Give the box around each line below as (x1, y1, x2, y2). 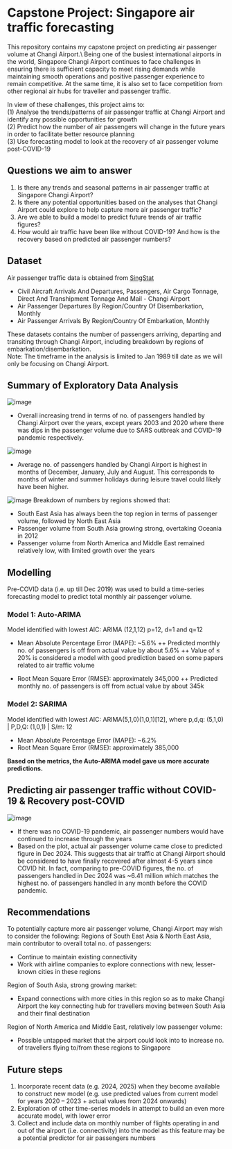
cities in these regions (37, 968, 101, 976)
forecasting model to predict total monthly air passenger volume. (7, 593, 193, 601)
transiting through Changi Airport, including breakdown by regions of (7, 337, 204, 345)
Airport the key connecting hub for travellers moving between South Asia (17, 1002, 226, 1010)
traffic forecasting (7, 19, 114, 35)
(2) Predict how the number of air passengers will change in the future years (7, 122, 226, 131)
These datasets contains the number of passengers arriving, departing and (7, 330, 222, 338)
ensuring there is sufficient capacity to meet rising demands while (7, 65, 196, 73)
